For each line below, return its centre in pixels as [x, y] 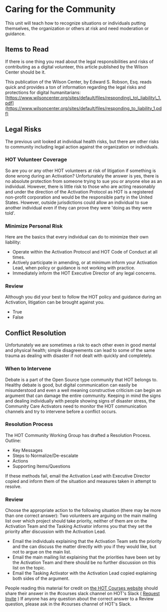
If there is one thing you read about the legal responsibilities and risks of [79, 61]
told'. [10, 213]
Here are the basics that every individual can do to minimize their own [77, 237]
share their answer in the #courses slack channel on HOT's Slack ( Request [83, 593]
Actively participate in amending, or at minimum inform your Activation [85, 262]
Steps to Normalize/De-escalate [45, 455]
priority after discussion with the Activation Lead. [56, 531]
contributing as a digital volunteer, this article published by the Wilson [77, 66]
